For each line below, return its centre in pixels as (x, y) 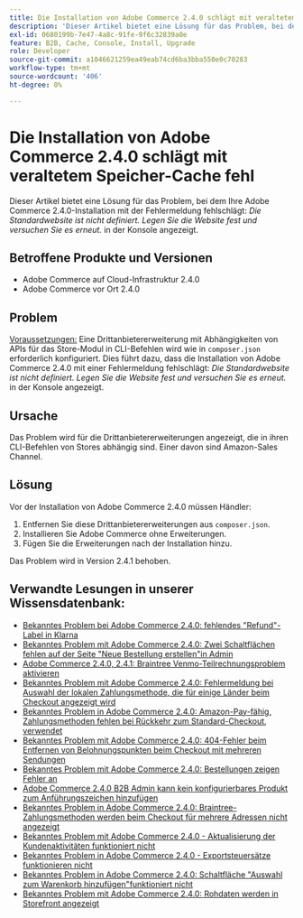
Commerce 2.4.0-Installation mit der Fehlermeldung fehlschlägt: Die (135, 210)
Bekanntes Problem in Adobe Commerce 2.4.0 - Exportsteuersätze (147, 855)
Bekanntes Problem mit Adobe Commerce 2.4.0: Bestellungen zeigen (151, 769)
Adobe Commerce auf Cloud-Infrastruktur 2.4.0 (111, 280)
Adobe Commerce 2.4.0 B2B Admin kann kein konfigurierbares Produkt (155, 788)
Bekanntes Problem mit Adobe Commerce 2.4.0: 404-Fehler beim (145, 740)
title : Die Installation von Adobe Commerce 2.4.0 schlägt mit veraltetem (153, 18)
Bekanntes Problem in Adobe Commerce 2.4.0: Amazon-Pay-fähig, (147, 711)
